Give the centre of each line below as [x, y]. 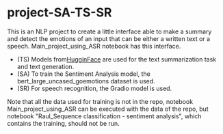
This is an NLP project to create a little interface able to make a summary [109, 31]
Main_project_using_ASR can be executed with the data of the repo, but [108, 109]
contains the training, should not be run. [63, 123]
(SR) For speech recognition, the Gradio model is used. [94, 88]
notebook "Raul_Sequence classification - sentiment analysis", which [104, 116]
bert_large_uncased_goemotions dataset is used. [86, 81]
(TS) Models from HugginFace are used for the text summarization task [117, 59]
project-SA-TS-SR [60, 13]
